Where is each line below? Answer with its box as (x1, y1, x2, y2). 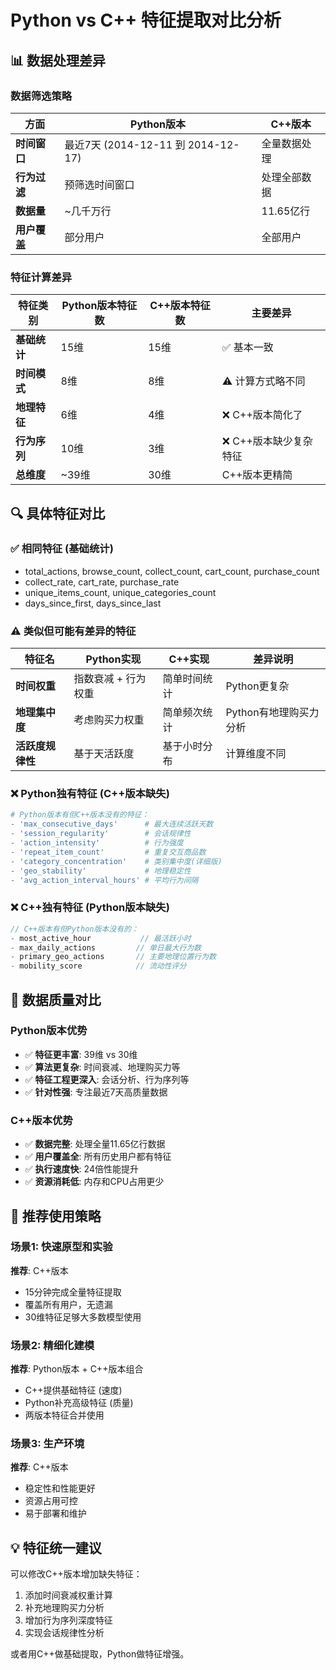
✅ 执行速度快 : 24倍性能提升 (24, 1163, 139, 1175)
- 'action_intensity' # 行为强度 (10, 838, 184, 848)
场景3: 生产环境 (10, 1437, 85, 1451)
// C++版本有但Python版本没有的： (10, 924, 139, 934)
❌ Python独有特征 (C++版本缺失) (10, 787, 170, 801)
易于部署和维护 (24, 1507, 87, 1520)
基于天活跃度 (73, 747, 135, 761)
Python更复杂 (225, 679, 290, 693)
